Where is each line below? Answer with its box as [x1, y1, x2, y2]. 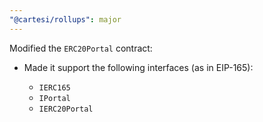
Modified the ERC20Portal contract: [9, 42, 153, 54]
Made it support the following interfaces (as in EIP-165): [23, 61, 254, 73]
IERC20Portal [38, 104, 94, 114]
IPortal [38, 93, 71, 103]
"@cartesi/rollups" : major [9, 14, 122, 25]
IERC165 [38, 82, 71, 93]
